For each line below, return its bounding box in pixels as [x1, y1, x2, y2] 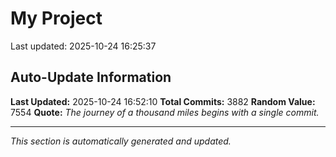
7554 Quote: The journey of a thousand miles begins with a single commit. [10, 106, 320, 118]
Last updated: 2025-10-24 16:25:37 [10, 40, 157, 52]
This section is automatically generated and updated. [10, 135, 232, 147]
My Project [10, 7, 103, 30]
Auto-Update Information [10, 69, 172, 86]
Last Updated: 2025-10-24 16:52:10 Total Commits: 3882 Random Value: [10, 95, 316, 107]
